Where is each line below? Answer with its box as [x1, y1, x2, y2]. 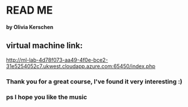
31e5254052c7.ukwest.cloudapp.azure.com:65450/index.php [6, 63, 156, 70]
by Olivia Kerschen [6, 23, 54, 30]
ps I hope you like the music [6, 93, 87, 101]
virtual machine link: [6, 41, 83, 51]
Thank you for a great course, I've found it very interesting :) [6, 77, 183, 86]
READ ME [6, 4, 53, 17]
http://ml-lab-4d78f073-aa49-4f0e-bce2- [6, 56, 108, 63]
